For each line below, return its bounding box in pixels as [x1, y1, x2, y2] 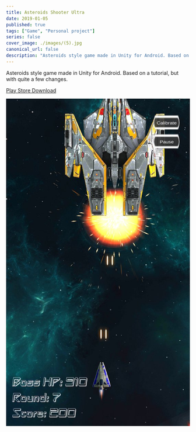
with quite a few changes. [6, 75, 68, 82]
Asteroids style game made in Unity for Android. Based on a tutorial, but [6, 69, 179, 76]
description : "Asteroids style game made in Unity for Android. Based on [6, 53, 190, 58]
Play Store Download [6, 87, 57, 94]
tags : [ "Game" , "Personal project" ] [6, 28, 95, 34]
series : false [6, 34, 41, 40]
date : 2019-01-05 [6, 15, 48, 22]
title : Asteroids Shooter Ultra [6, 9, 85, 15]
